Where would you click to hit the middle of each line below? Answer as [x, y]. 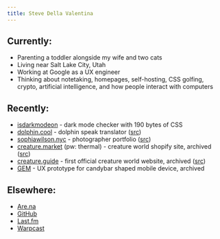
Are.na [26, 207]
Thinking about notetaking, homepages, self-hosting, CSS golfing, [110, 79]
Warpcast [30, 228]
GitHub [27, 214]
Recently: [28, 108]
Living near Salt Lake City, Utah [61, 65]
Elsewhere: [32, 190]
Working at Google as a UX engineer [69, 72]
